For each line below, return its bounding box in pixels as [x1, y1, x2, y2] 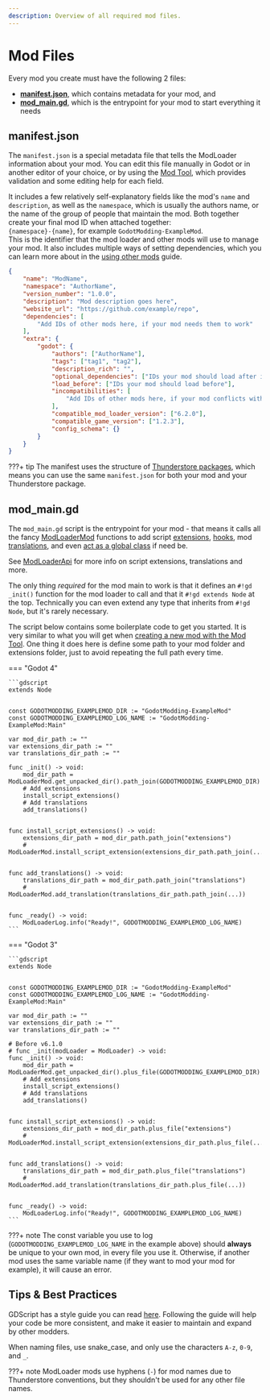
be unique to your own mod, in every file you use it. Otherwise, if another [8, 1248, 251, 1257]
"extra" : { [22, 335, 59, 343]
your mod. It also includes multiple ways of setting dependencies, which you [8, 243, 262, 253]
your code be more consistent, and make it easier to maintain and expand [8, 1318, 252, 1327]
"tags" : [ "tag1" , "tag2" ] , [51, 357, 142, 365]
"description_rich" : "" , [51, 364, 135, 373]
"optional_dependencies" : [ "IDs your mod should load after [51, 372, 257, 380]
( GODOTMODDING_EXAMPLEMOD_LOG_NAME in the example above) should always [8, 1239, 252, 1249]
